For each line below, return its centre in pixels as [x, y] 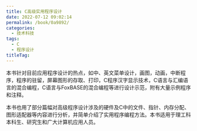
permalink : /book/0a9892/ [38, 22]
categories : [21, 28]
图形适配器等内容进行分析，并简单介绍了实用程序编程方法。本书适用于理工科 [98, 115]
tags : [13, 39]
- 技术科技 [23, 33]
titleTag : [18, 55]
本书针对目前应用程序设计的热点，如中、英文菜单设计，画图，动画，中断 [93, 73]
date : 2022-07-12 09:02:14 [39, 17]
